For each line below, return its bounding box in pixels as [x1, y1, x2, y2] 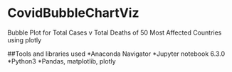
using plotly [7, 35, 42, 44]
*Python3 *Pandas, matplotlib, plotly [7, 56, 116, 65]
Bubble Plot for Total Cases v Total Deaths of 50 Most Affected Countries [7, 28, 222, 37]
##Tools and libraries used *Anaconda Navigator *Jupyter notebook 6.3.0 [7, 49, 226, 58]
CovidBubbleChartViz [7, 5, 139, 21]
